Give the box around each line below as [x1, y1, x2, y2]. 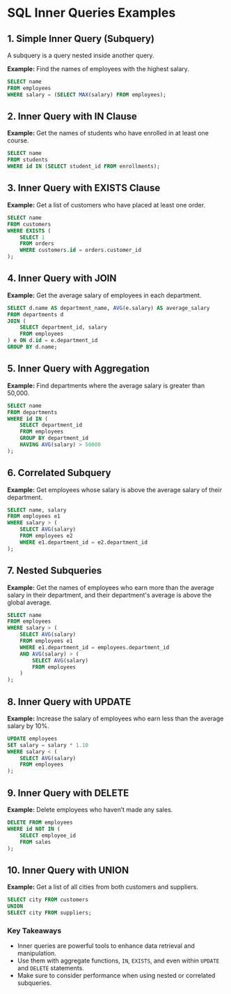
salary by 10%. [7, 721, 50, 730]
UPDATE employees [7, 735, 58, 742]
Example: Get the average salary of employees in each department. [7, 291, 202, 299]
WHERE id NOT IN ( [7, 825, 61, 832]
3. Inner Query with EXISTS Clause [7, 182, 161, 194]
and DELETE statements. [17, 964, 85, 972]
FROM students [7, 156, 49, 163]
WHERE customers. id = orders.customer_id [19, 246, 141, 254]
